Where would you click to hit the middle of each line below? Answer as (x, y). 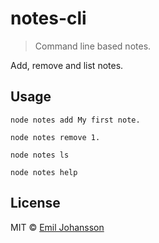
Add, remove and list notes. (67, 65)
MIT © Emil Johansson (57, 227)
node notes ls (40, 155)
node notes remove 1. (55, 137)
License (35, 203)
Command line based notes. (93, 46)
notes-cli (48, 18)
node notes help (44, 172)
